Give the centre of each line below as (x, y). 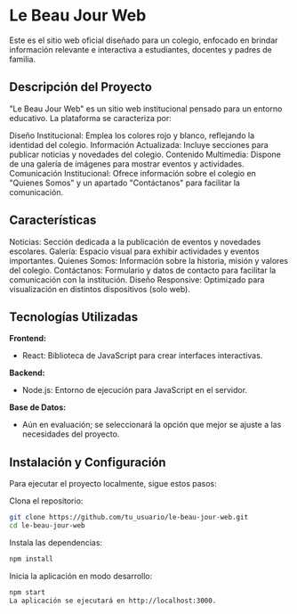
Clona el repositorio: (46, 501)
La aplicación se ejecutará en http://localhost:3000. (113, 601)
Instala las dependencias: (56, 542)
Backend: (27, 373)
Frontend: (28, 339)
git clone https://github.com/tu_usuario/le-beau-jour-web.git (129, 518)
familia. (23, 59)
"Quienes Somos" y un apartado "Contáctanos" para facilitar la (124, 183)
